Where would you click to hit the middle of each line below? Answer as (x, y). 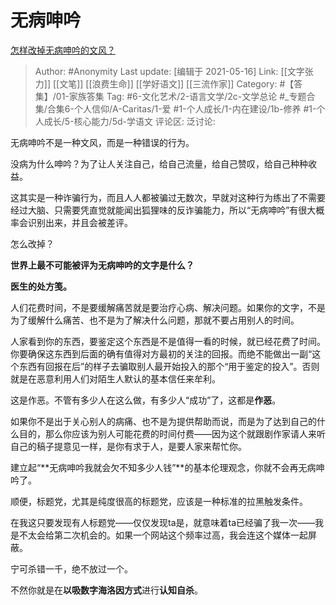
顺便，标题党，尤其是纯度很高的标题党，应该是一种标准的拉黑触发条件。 (159, 501)
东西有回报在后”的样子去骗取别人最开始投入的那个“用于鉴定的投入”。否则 (169, 366)
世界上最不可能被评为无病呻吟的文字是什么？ (102, 265)
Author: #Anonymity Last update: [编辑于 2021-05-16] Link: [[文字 (169, 71)
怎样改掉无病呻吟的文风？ (63, 50)
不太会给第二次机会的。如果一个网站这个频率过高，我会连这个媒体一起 (163, 535)
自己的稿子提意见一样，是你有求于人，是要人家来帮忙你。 (128, 446)
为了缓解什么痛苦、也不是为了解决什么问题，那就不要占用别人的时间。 (155, 320)
